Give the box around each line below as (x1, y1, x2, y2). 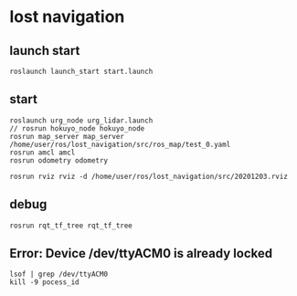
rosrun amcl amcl (9, 148, 76, 157)
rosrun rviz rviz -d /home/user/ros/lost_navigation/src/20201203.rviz (9, 172, 288, 181)
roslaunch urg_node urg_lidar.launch (9, 116, 154, 125)
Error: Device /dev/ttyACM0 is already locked (9, 246, 272, 261)
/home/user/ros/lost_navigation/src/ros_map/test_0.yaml (9, 140, 231, 149)
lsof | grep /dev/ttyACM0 (9, 270, 108, 280)
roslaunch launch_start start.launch (9, 67, 154, 76)
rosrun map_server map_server (9, 132, 125, 141)
